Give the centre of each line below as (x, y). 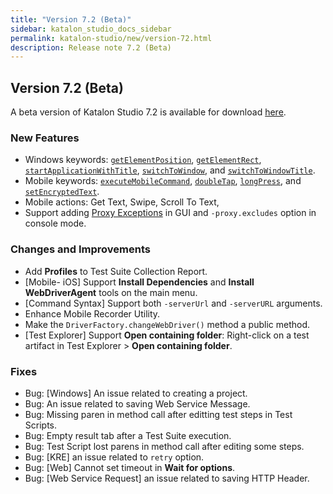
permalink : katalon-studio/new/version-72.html (111, 38)
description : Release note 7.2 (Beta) (91, 47)
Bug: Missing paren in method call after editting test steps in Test (158, 414)
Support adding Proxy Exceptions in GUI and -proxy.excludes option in (170, 213)
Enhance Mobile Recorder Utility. (92, 313)
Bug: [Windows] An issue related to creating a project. (136, 393)
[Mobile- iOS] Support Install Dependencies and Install (139, 282)
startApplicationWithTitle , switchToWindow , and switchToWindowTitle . (170, 170)
